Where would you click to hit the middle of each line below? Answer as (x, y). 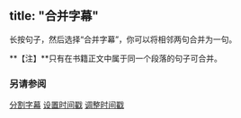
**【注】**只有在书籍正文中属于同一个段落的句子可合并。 (116, 58)
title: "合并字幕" (54, 16)
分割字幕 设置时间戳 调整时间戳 (67, 105)
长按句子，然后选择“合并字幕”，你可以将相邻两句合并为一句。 (123, 39)
